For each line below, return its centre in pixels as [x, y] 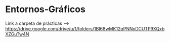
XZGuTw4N [17, 34]
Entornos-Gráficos [46, 9]
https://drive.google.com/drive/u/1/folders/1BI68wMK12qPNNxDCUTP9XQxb [85, 28]
